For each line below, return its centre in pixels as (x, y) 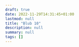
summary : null (20, 32)
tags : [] (14, 37)
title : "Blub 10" (23, 23)
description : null (24, 28)
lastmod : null (20, 19)
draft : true (17, 10)
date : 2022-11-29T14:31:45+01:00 (40, 14)
